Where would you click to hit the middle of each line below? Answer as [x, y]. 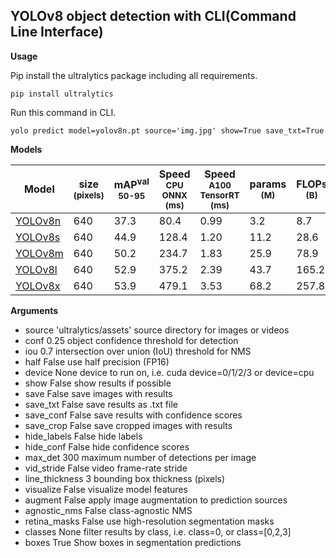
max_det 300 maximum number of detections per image [140, 457]
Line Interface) [57, 32]
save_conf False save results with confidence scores [133, 415]
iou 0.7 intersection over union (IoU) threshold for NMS [138, 351]
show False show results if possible [98, 383]
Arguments [34, 310]
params [268, 184]
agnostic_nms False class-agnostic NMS [108, 510]
